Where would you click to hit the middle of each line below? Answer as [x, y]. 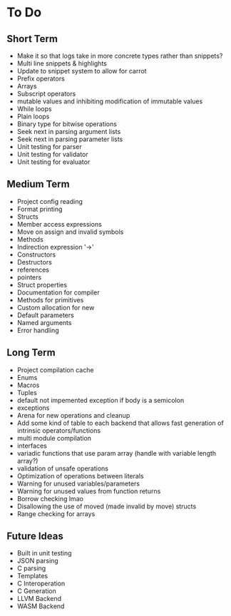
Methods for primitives [50, 299]
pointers [29, 277]
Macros [28, 385]
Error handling [38, 330]
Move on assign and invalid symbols [70, 232]
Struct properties [42, 284]
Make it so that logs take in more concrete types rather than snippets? [120, 56]
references [33, 269]
